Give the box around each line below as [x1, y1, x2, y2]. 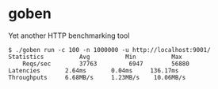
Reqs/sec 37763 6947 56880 [22, 60, 190, 68]
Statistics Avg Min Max [8, 53, 182, 61]
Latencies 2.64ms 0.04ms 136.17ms [8, 66, 179, 75]
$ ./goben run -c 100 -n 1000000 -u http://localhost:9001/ [8, 46, 212, 54]
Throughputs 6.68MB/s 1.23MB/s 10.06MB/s [8, 73, 186, 81]
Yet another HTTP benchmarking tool [8, 31, 130, 40]
